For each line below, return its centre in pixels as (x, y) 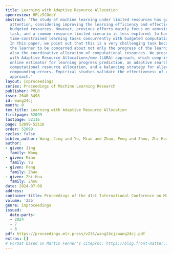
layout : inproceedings (29, 81)
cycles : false (20, 134)
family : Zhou (24, 182)
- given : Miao (20, 158)
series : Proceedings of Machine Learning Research (60, 86)
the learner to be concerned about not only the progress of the (81, 48)
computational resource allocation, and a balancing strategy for (82, 67)
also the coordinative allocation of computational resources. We (82, 53)
